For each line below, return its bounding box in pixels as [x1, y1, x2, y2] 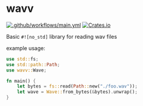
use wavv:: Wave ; [6, 67, 47, 73]
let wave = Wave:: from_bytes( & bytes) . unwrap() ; [17, 89, 138, 95]
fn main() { [6, 78, 36, 84]
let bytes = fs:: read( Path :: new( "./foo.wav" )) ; [17, 83, 138, 89]
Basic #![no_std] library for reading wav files [6, 33, 117, 40]
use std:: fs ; [6, 56, 39, 62]
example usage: [6, 44, 45, 52]
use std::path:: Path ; [6, 61, 60, 67]
